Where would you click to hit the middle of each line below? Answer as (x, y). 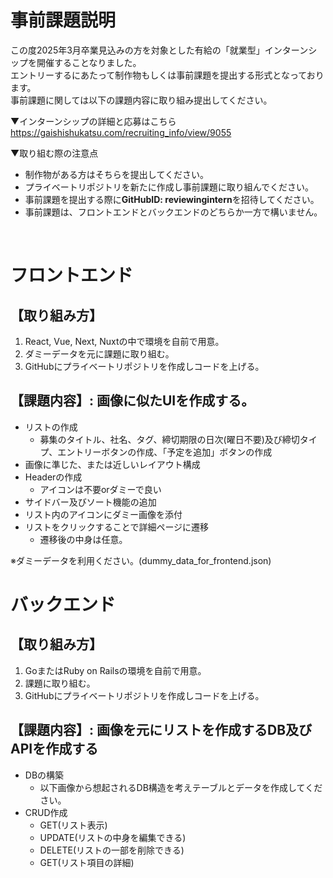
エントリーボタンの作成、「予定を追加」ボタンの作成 (165, 452)
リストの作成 (51, 427)
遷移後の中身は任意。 (83, 539)
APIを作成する (54, 749)
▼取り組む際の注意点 (54, 153)
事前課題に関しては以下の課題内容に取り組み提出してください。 (141, 100)
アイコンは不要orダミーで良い (100, 489)
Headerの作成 (53, 477)
